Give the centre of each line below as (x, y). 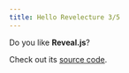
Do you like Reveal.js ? (50, 42)
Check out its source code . (58, 59)
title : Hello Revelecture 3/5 (65, 17)
